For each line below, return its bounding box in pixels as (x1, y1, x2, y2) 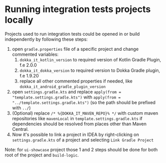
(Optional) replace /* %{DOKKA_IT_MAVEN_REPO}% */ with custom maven (12, 110, 158, 116)
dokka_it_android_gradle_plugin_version (19, 84, 106, 89)
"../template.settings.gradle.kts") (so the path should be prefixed (12, 99, 156, 105)
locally (5, 14, 34, 26)
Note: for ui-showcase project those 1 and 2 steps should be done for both (5, 146, 158, 152)
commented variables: (12, 51, 59, 57)
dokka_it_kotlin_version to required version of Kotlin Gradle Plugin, (19, 56, 161, 62)
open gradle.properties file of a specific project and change (12, 46, 139, 52)
